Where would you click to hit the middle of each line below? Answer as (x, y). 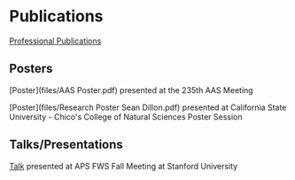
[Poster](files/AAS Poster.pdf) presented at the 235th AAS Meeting (132, 90)
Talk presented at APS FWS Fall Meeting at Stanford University (124, 166)
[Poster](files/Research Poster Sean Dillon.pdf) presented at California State (148, 107)
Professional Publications (55, 41)
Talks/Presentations (66, 145)
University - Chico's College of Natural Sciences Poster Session (126, 116)
